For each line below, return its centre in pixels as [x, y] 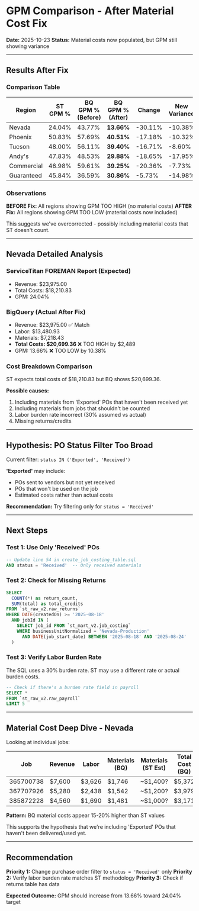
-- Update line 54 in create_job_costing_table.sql [71, 560]
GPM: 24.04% [32, 297]
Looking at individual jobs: [38, 742]
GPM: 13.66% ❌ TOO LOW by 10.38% [60, 350]
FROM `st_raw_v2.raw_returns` [44, 609]
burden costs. [23, 677]
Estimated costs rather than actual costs [64, 495]
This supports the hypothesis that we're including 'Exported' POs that [91, 827]
